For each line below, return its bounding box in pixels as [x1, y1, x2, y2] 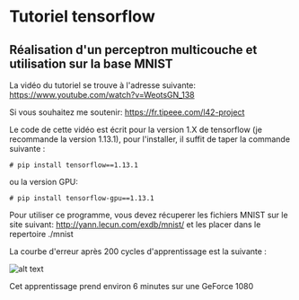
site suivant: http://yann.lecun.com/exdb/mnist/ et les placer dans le [9, 219, 261, 230]
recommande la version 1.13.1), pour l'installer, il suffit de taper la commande [9, 134, 290, 145]
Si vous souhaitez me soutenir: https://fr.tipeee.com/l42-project [9, 107, 245, 118]
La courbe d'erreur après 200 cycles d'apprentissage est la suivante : [9, 246, 268, 257]
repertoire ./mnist [9, 229, 74, 239]
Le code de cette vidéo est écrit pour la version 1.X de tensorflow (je [9, 124, 263, 135]
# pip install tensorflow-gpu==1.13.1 [9, 194, 154, 203]
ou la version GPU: [9, 177, 79, 187]
